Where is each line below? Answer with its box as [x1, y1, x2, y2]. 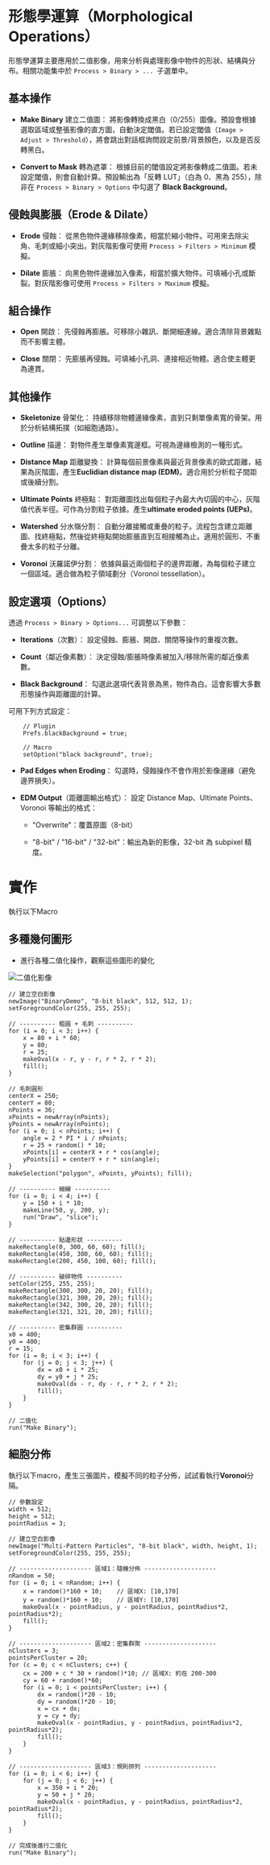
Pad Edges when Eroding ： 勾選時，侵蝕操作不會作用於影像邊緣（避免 [19, 766, 256, 775]
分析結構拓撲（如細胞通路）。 [27, 423, 123, 433]
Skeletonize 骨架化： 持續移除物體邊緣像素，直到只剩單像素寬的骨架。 [19, 412, 255, 423]
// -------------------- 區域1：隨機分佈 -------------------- [8, 1565, 217, 1573]
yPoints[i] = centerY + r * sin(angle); [23, 1155, 160, 1163]
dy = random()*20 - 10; [37, 1697, 117, 1705]
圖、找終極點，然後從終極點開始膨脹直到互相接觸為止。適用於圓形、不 [19, 532, 254, 541]
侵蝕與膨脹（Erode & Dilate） [8, 208, 155, 222]
